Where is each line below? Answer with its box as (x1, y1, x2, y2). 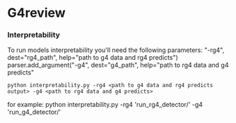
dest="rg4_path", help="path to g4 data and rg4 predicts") (7, 53, 179, 62)
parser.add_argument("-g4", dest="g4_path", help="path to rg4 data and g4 (7, 61, 229, 70)
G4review (7, 5, 66, 21)
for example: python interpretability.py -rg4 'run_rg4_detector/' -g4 (7, 101, 203, 109)
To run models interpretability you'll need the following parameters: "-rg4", (7, 46, 225, 54)
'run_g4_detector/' (7, 108, 61, 117)
